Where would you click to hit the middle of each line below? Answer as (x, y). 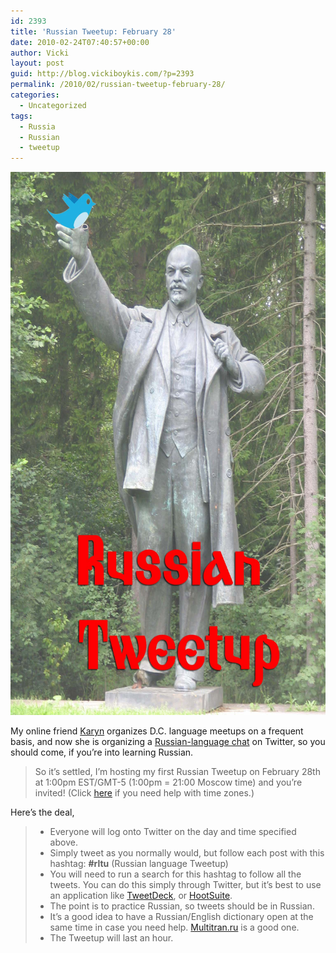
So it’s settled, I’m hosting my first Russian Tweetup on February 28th (177, 772)
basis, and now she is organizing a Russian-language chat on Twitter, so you (168, 742)
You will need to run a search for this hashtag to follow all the (175, 874)
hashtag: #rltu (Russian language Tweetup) (139, 864)
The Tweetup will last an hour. (111, 938)
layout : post (37, 63)
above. (63, 842)
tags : (21, 116)
